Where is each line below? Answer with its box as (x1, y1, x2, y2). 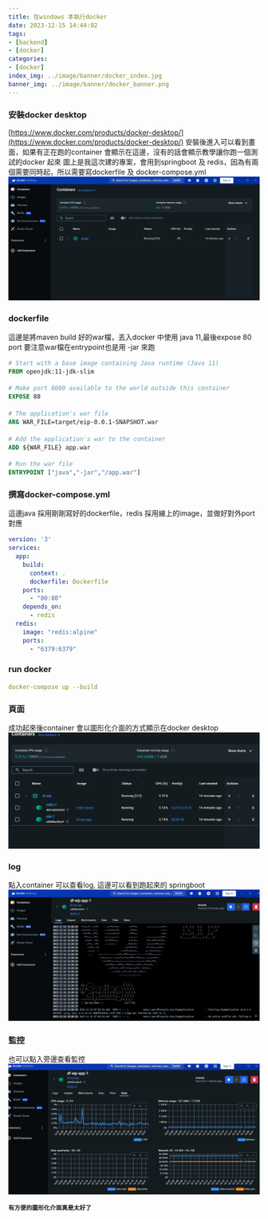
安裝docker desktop (8, 109, 87, 120)
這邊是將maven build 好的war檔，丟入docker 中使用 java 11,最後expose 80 (8, 332, 252, 342)
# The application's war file (8, 410, 109, 418)
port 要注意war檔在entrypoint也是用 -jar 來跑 (8, 342, 156, 351)
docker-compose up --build (8, 683, 98, 691)
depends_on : (22, 603, 62, 611)
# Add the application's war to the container (8, 435, 166, 443)
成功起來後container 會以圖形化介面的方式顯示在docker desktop (8, 723, 219, 733)
